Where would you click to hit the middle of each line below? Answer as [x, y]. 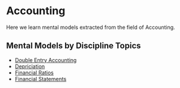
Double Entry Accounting [46, 60]
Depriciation [30, 66]
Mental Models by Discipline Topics [74, 46]
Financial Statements [41, 79]
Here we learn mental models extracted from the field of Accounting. [91, 27]
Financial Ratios [34, 73]
